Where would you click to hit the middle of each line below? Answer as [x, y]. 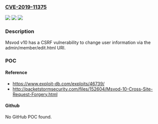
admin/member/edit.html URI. [35, 47]
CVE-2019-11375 [26, 7]
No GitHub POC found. [28, 116]
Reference [16, 72]
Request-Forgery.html [35, 94]
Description [20, 31]
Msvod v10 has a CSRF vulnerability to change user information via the [78, 42]
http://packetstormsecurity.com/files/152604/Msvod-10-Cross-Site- [82, 89]
